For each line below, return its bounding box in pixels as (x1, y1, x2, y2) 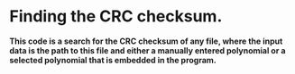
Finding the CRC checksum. (9, 6, 223, 27)
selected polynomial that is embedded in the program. (9, 54, 217, 65)
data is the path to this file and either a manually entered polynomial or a (9, 45, 286, 55)
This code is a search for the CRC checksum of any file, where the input (9, 36, 283, 46)
